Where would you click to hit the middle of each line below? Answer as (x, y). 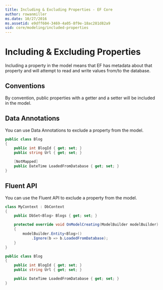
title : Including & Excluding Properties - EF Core (59, 10)
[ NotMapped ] (26, 162)
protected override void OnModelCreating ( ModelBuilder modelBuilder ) (86, 225)
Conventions (25, 86)
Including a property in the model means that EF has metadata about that (79, 66)
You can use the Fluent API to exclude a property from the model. (71, 198)
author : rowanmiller (26, 14)
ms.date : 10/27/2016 (26, 19)
